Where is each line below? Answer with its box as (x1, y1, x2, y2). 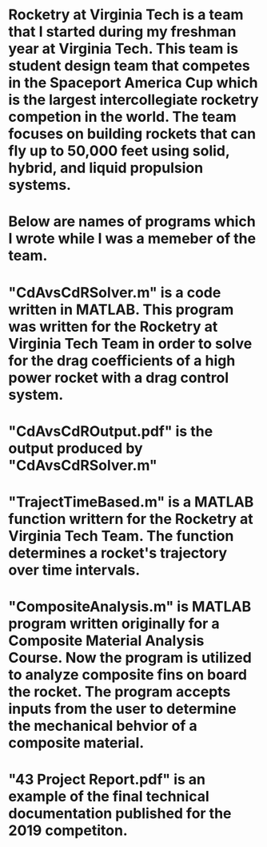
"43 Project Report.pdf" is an (8, 771, 206, 789)
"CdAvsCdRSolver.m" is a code (8, 283, 221, 301)
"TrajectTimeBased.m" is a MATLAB (8, 493, 254, 510)
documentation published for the (8, 805, 232, 823)
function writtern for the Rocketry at (8, 510, 253, 528)
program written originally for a (8, 615, 220, 633)
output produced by (8, 439, 143, 458)
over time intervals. (8, 561, 141, 579)
